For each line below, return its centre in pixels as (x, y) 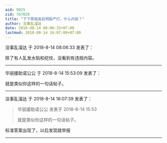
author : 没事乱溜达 (23, 24)
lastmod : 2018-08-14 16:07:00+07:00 (43, 33)
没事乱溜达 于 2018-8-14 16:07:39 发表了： (49, 99)
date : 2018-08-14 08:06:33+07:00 (40, 28)
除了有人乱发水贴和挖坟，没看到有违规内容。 (51, 58)
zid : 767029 (17, 14)
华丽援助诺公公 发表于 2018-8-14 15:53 (57, 109)
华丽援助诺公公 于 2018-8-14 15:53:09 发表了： (53, 73)
